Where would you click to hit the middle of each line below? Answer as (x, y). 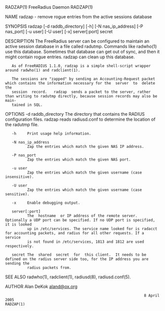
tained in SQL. (27, 105)
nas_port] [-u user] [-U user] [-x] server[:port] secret (59, 31)
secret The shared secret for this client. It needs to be (79, 255)
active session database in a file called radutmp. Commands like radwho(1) (81, 46)
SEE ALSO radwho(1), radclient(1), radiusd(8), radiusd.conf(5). (68, 277)
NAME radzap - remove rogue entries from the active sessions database (79, 17)
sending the (17, 264)
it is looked (18, 224)
